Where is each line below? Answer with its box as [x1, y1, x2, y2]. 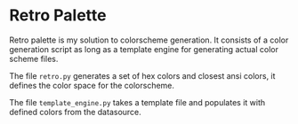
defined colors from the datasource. [9, 106, 142, 117]
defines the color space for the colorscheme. [9, 80, 175, 90]
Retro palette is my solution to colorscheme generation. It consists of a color [9, 35, 289, 45]
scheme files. [9, 53, 59, 64]
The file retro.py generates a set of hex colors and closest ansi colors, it [9, 70, 276, 81]
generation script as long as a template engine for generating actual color [9, 43, 278, 54]
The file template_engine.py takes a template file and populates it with [9, 97, 266, 107]
